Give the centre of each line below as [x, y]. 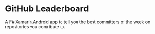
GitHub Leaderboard [47, 9]
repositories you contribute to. [35, 26]
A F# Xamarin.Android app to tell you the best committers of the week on [78, 22]
